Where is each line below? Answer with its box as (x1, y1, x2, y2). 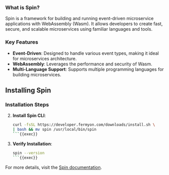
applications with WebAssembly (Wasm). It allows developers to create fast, (5, 21, 163, 27)
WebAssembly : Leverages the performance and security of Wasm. (12, 61, 152, 67)
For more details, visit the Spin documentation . (5, 164, 102, 170)
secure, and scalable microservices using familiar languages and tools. (5, 26, 153, 32)
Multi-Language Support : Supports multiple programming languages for (12, 66, 164, 72)
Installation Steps (5, 101, 49, 108)
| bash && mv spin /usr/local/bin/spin (12, 127, 97, 132)
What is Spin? (5, 4, 40, 11)
